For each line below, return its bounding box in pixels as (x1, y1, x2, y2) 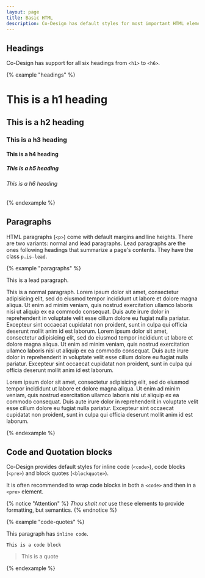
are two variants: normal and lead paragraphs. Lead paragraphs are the (6, 240, 186, 247)
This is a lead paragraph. (6, 276, 69, 284)
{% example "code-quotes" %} (6, 519, 85, 526)
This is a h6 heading (6, 180, 58, 188)
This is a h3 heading (6, 135, 67, 144)
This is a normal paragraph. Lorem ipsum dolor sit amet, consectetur (6, 288, 179, 295)
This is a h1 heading (6, 93, 108, 107)
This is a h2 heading (6, 117, 84, 127)
